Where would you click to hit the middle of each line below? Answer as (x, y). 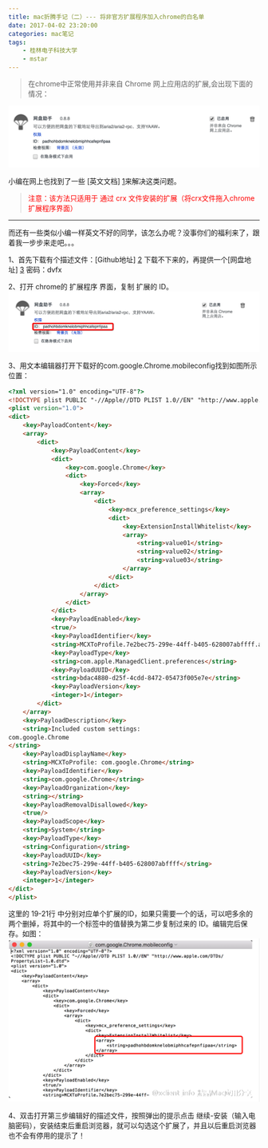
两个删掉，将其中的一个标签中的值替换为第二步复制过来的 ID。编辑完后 (124, 924)
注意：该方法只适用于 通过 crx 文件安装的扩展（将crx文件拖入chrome (141, 198)
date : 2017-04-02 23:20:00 (53, 25)
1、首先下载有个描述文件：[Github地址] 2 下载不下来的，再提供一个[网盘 (126, 260)
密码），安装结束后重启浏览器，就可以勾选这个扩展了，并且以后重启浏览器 (136, 1126)
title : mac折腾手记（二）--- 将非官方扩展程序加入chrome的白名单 (106, 17)
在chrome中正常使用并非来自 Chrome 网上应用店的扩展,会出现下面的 (140, 84)
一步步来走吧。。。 (50, 243)
